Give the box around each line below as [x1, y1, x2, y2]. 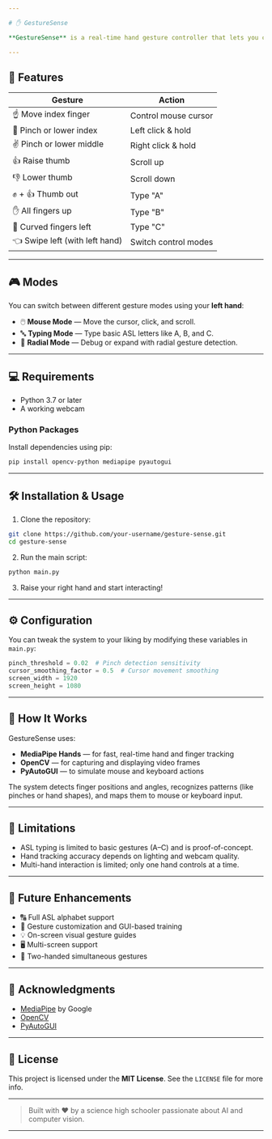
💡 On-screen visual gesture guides [19, 930, 137, 940]
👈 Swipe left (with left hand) [12, 235, 123, 247]
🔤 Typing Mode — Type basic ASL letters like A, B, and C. [19, 328, 215, 338]
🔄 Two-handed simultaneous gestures [19, 951, 148, 961]
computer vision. [28, 1114, 85, 1124]
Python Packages [8, 424, 79, 435]
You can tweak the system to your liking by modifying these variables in [8, 635, 249, 645]
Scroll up [130, 156, 164, 167]
